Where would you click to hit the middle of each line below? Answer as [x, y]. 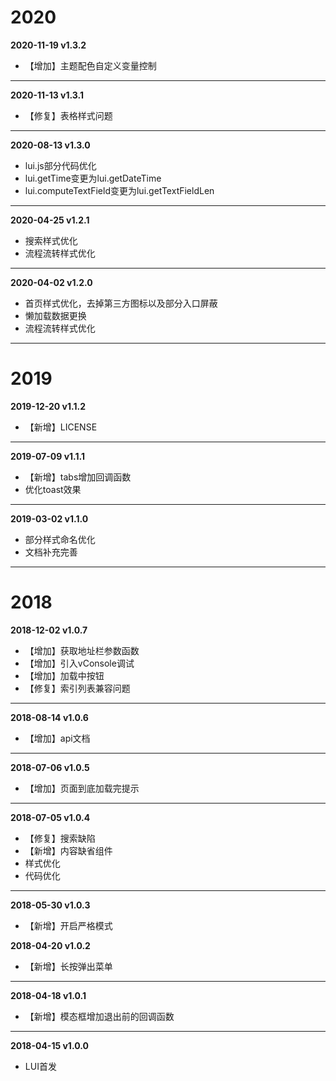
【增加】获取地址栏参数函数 [82, 650]
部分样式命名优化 [60, 539]
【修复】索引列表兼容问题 [77, 688]
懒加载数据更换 [55, 315]
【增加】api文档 [57, 738]
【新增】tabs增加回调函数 [78, 477]
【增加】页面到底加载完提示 [82, 788]
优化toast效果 [53, 489]
